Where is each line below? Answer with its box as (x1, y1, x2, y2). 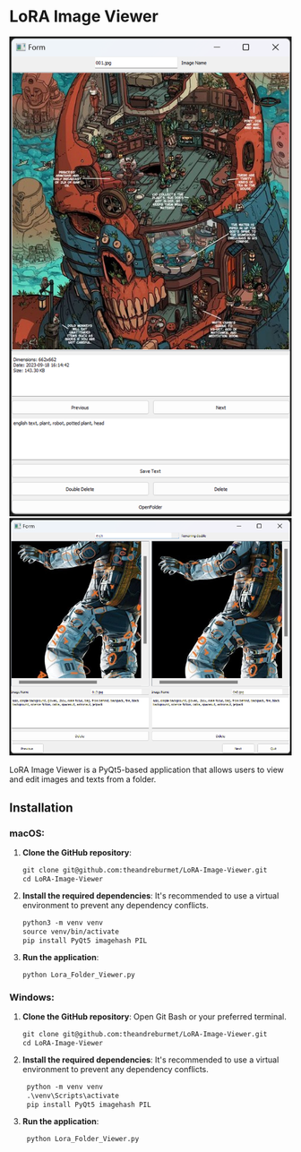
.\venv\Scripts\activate (26, 1091, 119, 1101)
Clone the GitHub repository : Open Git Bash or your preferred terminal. (21, 1011, 287, 1022)
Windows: (9, 991, 56, 1003)
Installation (9, 800, 73, 815)
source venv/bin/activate (21, 927, 119, 936)
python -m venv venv (26, 1082, 103, 1092)
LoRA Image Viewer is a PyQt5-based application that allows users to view (9, 764, 284, 776)
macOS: (9, 827, 45, 839)
